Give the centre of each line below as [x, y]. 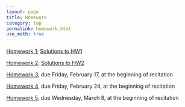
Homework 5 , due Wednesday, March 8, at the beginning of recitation [92, 98]
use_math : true [25, 34]
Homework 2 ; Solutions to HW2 [45, 63]
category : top [24, 23]
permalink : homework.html [39, 29]
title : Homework [27, 17]
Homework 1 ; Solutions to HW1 [44, 51]
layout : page [23, 12]
